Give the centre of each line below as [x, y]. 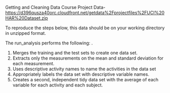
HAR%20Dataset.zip [27, 18]
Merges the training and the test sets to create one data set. [75, 53]
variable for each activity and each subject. [58, 85]
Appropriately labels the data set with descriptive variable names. [81, 74]
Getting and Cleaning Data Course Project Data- [55, 7]
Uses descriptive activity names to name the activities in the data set [84, 69]
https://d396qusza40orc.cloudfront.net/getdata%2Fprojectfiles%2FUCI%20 [85, 13]
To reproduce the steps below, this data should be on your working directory [85, 28]
